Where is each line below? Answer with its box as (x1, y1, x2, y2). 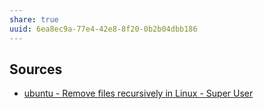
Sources (9, 61, 63, 78)
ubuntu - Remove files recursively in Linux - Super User (23, 87, 254, 100)
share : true (9, 14, 59, 25)
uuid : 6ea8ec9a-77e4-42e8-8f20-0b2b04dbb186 (9, 24, 198, 34)
